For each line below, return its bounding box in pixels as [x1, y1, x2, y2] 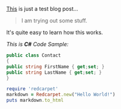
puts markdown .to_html [6, 97, 64, 104]
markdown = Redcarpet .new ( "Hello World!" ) [6, 91, 116, 98]
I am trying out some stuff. [21, 17, 88, 24]
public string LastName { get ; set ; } [6, 69, 102, 76]
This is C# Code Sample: [6, 41, 69, 47]
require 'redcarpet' [6, 86, 59, 92]
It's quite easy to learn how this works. [6, 29, 103, 36]
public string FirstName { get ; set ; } [6, 63, 105, 69]
